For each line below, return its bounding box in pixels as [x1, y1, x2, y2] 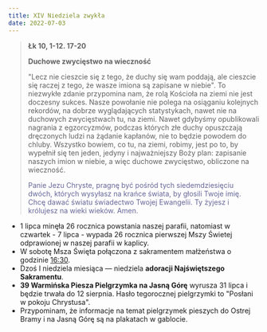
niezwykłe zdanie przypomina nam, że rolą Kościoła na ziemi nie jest [27, 88, 253, 98]
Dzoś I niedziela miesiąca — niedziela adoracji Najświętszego [19, 264, 226, 273]
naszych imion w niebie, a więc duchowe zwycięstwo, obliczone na [27, 156, 249, 166]
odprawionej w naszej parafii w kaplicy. [19, 238, 150, 248]
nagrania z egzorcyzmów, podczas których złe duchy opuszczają [27, 123, 243, 132]
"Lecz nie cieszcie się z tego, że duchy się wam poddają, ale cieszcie [27, 72, 257, 81]
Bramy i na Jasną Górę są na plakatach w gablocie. [19, 314, 188, 323]
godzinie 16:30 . [19, 255, 70, 264]
